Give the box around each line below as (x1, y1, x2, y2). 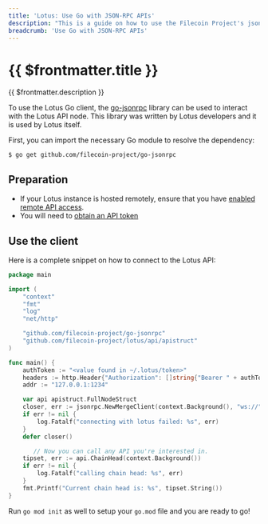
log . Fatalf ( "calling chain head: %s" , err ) (37, 470, 183, 478)
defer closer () (22, 433, 73, 441)
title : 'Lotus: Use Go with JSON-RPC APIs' (8, 11, 156, 20)
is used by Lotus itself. (8, 120, 82, 130)
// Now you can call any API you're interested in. (33, 447, 209, 455)
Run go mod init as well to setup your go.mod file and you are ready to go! (8, 506, 250, 516)
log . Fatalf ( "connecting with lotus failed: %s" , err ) (37, 418, 219, 426)
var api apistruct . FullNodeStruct (22, 395, 137, 404)
